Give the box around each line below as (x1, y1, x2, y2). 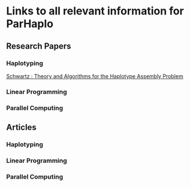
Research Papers (6, 41, 71, 51)
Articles (6, 122, 37, 133)
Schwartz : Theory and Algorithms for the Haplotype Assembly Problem (6, 72, 184, 79)
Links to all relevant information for (6, 4, 184, 18)
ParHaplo (6, 17, 54, 31)
